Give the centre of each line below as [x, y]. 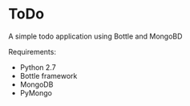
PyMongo [36, 92]
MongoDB [36, 84]
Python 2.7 [38, 67]
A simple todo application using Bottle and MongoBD [95, 36]
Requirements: [32, 51]
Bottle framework [49, 75]
